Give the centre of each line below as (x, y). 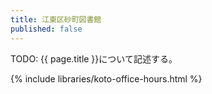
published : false (46, 29)
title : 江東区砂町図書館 (56, 19)
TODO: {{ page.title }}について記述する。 (94, 58)
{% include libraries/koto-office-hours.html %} (106, 78)
